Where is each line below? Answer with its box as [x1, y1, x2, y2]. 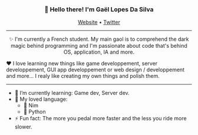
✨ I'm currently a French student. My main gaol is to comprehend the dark [9, 35, 189, 43]
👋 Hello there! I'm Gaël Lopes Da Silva [44, 5, 154, 14]
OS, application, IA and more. [64, 48, 134, 55]
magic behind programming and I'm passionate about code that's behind [11, 42, 187, 50]
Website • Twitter [77, 19, 121, 26]
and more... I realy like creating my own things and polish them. [6, 73, 160, 80]
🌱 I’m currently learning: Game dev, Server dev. [14, 90, 130, 97]
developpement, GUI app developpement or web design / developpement [6, 66, 184, 73]
